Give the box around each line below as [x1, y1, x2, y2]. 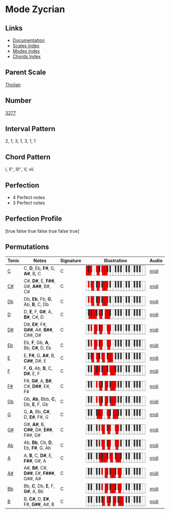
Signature [60, 258, 82, 264]
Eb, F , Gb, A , [23, 339, 50, 346]
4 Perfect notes [12, 195, 46, 201]
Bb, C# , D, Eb [23, 345, 52, 351]
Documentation [12, 37, 45, 43]
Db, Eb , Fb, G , [23, 296, 53, 302]
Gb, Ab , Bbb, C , [23, 396, 56, 402]
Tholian [5, 81, 21, 87]
